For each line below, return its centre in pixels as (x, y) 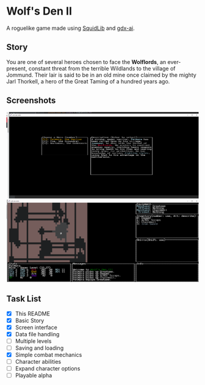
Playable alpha (34, 375)
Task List (24, 299)
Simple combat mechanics (49, 355)
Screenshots (31, 101)
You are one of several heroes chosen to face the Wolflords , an (86, 62)
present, (17, 68)
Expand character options (48, 369)
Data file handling (37, 334)
